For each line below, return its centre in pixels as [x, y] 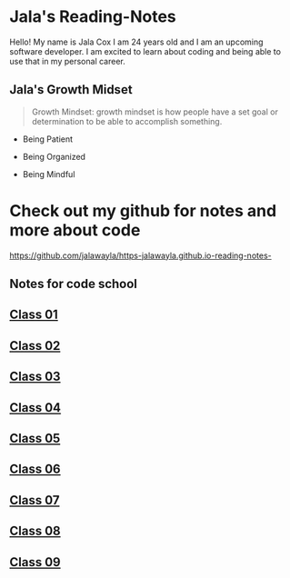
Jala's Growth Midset [71, 90]
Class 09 [35, 562]
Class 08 [35, 531]
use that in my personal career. [67, 61]
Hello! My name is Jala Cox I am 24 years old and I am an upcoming [136, 42]
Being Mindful [49, 174]
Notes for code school [74, 284]
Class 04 [35, 408]
